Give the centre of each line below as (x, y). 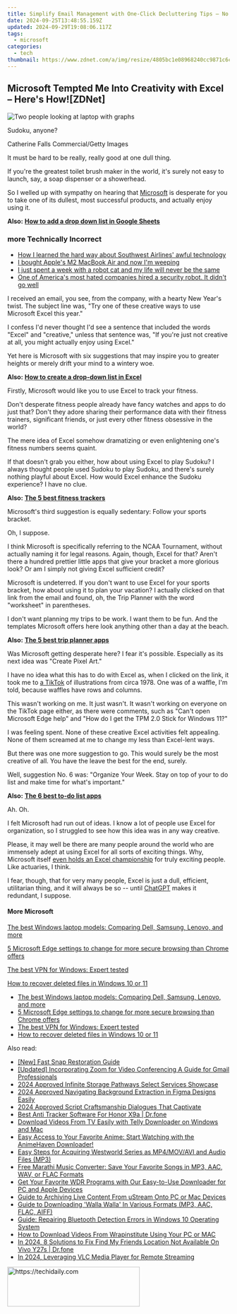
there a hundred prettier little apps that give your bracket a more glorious (113, 561)
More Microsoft (31, 912)
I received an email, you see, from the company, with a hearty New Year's (115, 298)
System (29, 1227)
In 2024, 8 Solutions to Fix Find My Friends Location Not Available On (118, 1242)
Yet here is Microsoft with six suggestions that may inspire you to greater (113, 356)
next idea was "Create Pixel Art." (55, 661)
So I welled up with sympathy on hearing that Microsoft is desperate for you (117, 192)
